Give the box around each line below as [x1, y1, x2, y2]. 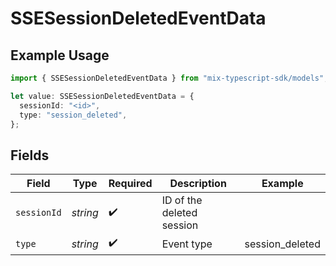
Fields [10, 147, 50, 164]
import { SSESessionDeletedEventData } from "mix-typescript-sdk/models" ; [10, 73, 329, 83]
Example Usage [10, 47, 110, 64]
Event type [161, 237, 213, 251]
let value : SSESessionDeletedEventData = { [10, 91, 195, 101]
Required [108, 177, 153, 191]
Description [169, 177, 227, 191]
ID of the [161, 193, 203, 207]
